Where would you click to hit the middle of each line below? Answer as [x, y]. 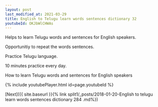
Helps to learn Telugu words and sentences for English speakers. [71, 37]
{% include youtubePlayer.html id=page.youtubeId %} [59, 85]
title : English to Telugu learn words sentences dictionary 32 [71, 19]
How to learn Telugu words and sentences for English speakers [69, 75]
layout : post [18, 10]
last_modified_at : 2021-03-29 [36, 14]
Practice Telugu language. [31, 56]
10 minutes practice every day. [36, 66]
